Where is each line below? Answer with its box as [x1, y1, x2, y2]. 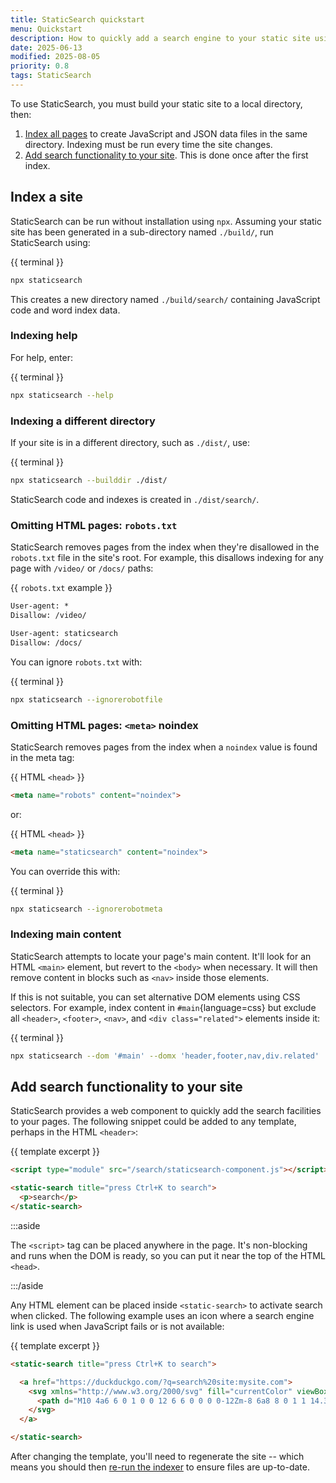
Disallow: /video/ [10, 611, 87, 621]
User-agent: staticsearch [10, 628, 118, 638]
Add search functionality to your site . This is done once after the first [24, 149, 309, 161]
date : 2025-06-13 [10, 42, 83, 53]
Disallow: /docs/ [10, 637, 83, 648]
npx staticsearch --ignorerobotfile [10, 694, 163, 705]
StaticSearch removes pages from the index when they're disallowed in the [10, 541, 320, 553]
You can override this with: [10, 865, 121, 877]
